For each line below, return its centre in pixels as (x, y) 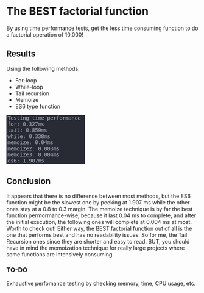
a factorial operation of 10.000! (45, 34)
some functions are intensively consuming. (60, 254)
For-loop (26, 80)
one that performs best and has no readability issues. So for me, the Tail (97, 235)
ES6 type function (38, 106)
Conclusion (29, 181)
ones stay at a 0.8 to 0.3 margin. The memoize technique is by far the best (100, 209)
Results (21, 54)
